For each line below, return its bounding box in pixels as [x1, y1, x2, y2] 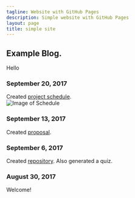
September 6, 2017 [6, 144, 63, 152]
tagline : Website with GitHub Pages [6, 8, 99, 15]
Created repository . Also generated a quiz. [6, 157, 113, 164]
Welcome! [6, 186, 32, 194]
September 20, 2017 [6, 79, 67, 88]
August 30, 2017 [6, 172, 56, 180]
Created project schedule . [6, 93, 72, 101]
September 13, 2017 [6, 114, 66, 123]
